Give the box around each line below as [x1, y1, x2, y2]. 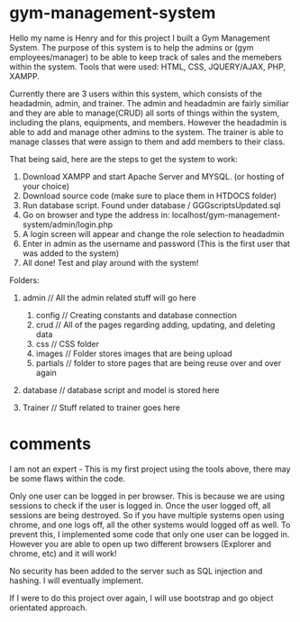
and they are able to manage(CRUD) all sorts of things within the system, [9, 107, 280, 118]
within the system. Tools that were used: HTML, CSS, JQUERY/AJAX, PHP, [9, 61, 286, 72]
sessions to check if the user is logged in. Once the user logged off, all [9, 499, 271, 511]
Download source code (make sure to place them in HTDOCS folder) [22, 190, 277, 201]
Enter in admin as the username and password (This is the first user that [22, 238, 291, 249]
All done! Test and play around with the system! [22, 257, 200, 268]
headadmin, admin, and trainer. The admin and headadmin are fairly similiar [9, 97, 290, 108]
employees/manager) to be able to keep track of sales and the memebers [9, 51, 282, 62]
